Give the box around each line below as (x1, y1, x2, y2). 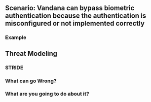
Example (5, 34, 27, 41)
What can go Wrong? (5, 77, 57, 84)
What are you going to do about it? (5, 91, 90, 98)
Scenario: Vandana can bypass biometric (5, 4, 135, 12)
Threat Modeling (5, 49, 58, 58)
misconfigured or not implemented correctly (5, 19, 145, 28)
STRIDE (5, 64, 24, 71)
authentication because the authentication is (5, 12, 147, 20)
